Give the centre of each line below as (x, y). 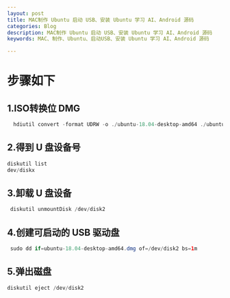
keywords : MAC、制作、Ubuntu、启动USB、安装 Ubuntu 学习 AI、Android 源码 (108, 39)
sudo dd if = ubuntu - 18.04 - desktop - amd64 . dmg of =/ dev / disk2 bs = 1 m (104, 249)
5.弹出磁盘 (29, 272)
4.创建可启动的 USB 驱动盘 (63, 233)
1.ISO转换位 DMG (44, 108)
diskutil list (27, 164)
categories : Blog (32, 26)
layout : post (26, 13)
